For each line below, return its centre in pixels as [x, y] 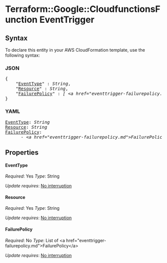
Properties [22, 152]
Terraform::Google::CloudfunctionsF [83, 9]
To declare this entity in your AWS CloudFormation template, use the [75, 50]
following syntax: [23, 55]
